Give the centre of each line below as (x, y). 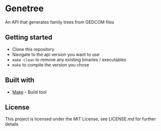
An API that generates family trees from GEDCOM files (60, 22)
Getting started (29, 37)
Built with (20, 80)
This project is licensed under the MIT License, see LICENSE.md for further (80, 119)
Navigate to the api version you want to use (56, 54)
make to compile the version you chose (50, 65)
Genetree (24, 9)
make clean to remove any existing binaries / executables (69, 60)
